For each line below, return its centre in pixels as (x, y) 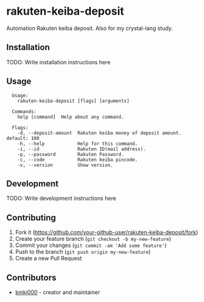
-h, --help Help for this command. (78, 144)
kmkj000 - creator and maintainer (57, 292)
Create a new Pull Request (49, 259)
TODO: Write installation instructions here (59, 62)
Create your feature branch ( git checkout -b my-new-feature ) (93, 239)
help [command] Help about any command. (71, 117)
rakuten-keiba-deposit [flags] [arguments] (74, 101)
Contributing (31, 217)
